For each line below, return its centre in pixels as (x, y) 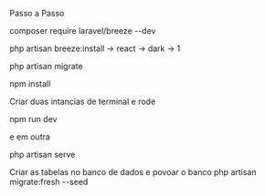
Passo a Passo (37, 13)
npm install (30, 84)
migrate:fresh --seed (49, 182)
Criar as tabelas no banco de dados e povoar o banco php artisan (133, 172)
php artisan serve (42, 155)
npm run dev (33, 119)
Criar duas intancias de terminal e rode (83, 101)
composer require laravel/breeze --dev (83, 31)
